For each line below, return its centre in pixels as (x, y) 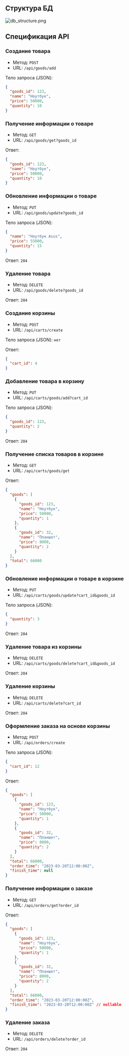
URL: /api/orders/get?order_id (45, 905)
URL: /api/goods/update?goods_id (48, 212)
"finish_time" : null (31, 871)
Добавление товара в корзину (45, 382)
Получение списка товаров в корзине (55, 454)
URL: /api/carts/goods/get (41, 471)
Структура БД (29, 8)
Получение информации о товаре (50, 123)
